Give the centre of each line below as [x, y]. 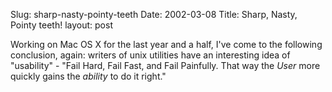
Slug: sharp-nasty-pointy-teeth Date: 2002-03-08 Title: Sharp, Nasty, [154, 14]
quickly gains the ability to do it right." [88, 76]
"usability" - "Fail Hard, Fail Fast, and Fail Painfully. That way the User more [165, 65]
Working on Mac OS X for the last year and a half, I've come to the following [166, 44]
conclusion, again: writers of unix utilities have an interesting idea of [150, 55]
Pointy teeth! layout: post [61, 25]
